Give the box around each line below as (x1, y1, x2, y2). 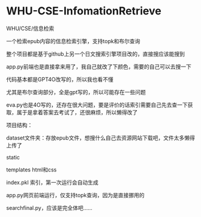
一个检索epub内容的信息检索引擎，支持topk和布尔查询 (6, 37, 140, 44)
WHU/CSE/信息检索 (6, 25, 55, 32)
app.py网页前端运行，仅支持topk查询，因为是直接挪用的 (6, 191, 145, 198)
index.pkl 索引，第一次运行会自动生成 (6, 179, 99, 186)
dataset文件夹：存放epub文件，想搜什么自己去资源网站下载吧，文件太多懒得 (6, 134, 195, 141)
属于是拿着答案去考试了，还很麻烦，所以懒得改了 (16, 108, 138, 116)
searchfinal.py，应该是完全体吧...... (6, 204, 93, 211)
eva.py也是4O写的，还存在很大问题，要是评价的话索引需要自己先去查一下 (6, 101, 188, 108)
